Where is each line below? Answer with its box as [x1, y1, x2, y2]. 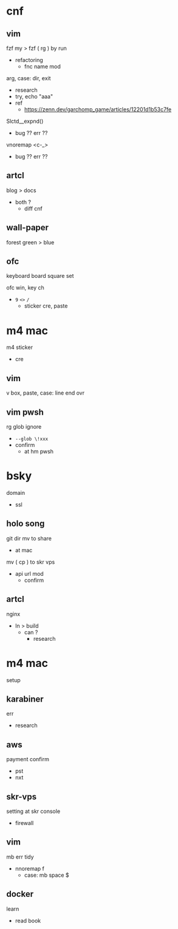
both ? [15, 198, 32, 205]
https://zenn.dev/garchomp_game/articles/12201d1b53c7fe [24, 106, 172, 113]
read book [15, 917, 41, 924]
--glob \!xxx [15, 436, 49, 442]
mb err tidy [6, 853, 35, 860]
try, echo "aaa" [15, 93, 53, 100]
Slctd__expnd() [6, 117, 44, 125]
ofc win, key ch [6, 284, 44, 291]
